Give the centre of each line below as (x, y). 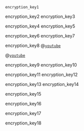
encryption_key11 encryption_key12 (41, 74)
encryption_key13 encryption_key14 (42, 84)
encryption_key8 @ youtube (33, 45)
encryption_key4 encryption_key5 (40, 26)
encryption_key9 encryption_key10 (41, 65)
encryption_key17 (23, 113)
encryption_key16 (23, 103)
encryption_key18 (23, 123)
